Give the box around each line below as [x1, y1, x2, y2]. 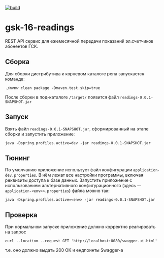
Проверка [5, 211, 38, 219]
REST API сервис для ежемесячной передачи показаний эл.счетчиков [5, 38, 154, 44]
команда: [5, 76, 25, 82]
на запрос [5, 229, 27, 235]
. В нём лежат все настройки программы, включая [36, 172, 144, 178]
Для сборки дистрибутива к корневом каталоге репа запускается [5, 70, 145, 76]
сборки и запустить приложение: [5, 131, 75, 137]
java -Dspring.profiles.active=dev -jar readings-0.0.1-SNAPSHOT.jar [5, 140, 151, 145]
